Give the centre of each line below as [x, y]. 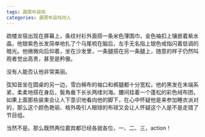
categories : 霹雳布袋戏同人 [39, 18]
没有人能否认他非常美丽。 [38, 71]
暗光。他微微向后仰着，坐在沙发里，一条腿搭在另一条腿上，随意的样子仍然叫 [103, 51]
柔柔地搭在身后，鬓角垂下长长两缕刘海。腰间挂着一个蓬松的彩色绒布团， [108, 92]
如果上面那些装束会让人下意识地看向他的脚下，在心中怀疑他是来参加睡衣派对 [103, 100]
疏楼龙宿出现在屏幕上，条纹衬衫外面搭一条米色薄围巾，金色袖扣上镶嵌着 [97, 36]
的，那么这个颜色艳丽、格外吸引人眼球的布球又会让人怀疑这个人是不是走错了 [103, 107]
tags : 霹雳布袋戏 [26, 12]
